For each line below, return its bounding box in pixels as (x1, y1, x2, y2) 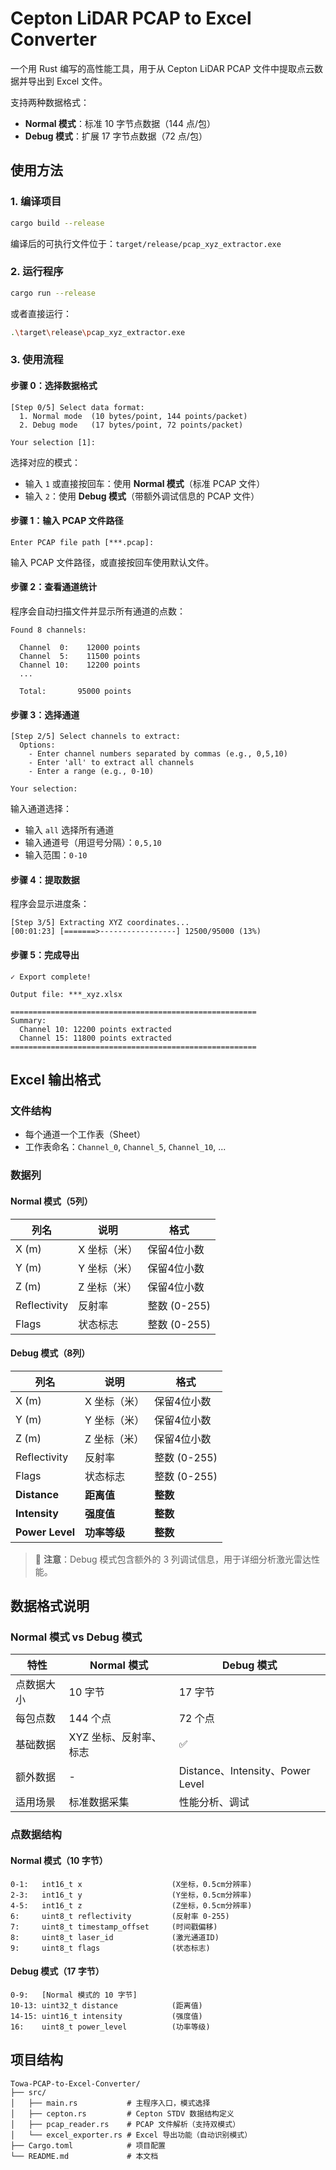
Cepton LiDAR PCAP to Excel (10, 7, 252, 30)
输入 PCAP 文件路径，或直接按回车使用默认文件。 (10, 556, 215, 568)
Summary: (10, 1015, 47, 1026)
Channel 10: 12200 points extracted (19, 1024, 172, 1034)
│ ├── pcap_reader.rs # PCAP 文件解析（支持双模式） (10, 2119, 241, 2129)
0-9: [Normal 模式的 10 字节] (10, 1990, 138, 2000)
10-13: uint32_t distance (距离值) (10, 2000, 203, 2011)
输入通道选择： (10, 803, 72, 815)
